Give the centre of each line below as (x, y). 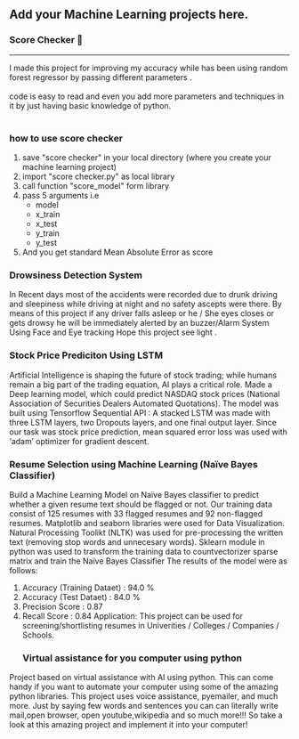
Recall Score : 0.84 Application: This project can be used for (132, 616)
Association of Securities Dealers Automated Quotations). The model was (144, 403)
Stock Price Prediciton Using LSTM (86, 355)
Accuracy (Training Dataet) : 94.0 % (88, 588)
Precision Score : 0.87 (62, 606)
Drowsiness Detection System (76, 275)
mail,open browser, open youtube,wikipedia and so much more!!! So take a (146, 715)
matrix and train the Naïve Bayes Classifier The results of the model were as (148, 561)
